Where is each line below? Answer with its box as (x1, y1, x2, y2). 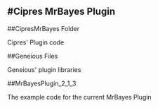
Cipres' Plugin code (7, 38, 65, 47)
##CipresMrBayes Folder (7, 24, 80, 32)
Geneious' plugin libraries (7, 65, 81, 73)
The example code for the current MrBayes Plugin (7, 92, 152, 101)
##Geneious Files (7, 52, 58, 60)
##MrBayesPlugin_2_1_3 (7, 79, 77, 88)
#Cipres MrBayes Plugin (7, 6, 116, 18)
